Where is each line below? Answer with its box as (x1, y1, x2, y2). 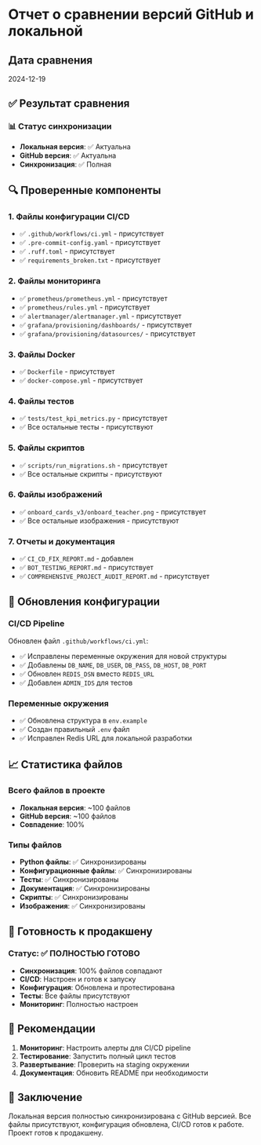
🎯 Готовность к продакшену (8, 924, 153, 938)
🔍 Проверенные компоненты (8, 184, 161, 197)
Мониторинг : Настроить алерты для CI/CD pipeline (19, 1043, 191, 1052)
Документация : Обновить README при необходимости (19, 1068, 209, 1077)
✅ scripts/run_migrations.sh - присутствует (19, 460, 168, 470)
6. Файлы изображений (8, 489, 103, 500)
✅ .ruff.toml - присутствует (19, 247, 115, 256)
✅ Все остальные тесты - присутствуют (19, 423, 154, 432)
